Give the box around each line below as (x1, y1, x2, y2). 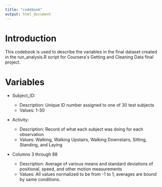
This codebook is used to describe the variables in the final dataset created (5, 49, 158, 55)
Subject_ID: (12, 93, 36, 98)
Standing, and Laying (19, 142, 63, 148)
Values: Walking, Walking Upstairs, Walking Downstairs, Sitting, (19, 137, 147, 142)
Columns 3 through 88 (12, 151, 58, 157)
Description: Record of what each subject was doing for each (19, 126, 143, 132)
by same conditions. (19, 177, 60, 183)
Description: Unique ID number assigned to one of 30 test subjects (19, 102, 154, 108)
